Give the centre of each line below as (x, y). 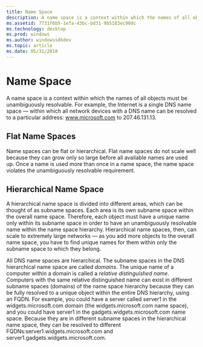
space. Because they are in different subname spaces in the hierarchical (96, 319)
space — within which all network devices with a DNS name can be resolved (101, 111)
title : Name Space (29, 12)
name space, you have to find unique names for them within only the (92, 242)
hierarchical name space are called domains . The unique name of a (90, 267)
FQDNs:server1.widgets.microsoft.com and (60, 331)
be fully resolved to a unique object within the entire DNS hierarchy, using (98, 293)
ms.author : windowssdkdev (39, 40)
